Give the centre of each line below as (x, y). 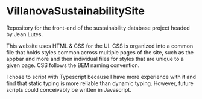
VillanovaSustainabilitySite (75, 11)
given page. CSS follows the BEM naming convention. (73, 65)
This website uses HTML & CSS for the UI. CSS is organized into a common (100, 46)
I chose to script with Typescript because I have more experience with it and (101, 77)
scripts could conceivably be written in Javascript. (69, 89)
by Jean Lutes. (25, 34)
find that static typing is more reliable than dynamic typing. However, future (100, 83)
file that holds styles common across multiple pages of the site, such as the (100, 52)
